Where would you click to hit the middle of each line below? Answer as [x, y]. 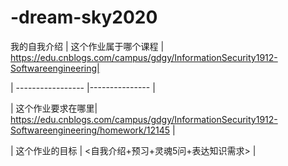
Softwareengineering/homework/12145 [90, 130]
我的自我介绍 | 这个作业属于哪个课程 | [87, 46]
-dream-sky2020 [84, 17]
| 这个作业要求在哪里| [54, 108]
